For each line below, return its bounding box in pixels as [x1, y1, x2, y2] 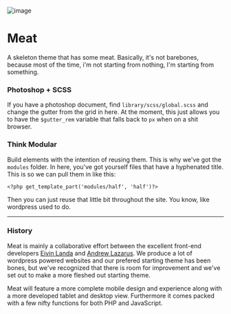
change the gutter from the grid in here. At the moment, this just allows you [7, 108, 220, 116]
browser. [7, 122, 32, 131]
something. [7, 67, 39, 76]
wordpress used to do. [7, 203, 71, 211]
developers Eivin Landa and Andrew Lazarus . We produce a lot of [7, 249, 192, 257]
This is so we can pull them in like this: [7, 170, 116, 178]
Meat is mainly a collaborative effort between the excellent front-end [7, 241, 201, 250]
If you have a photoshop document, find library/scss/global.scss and [7, 100, 208, 109]
